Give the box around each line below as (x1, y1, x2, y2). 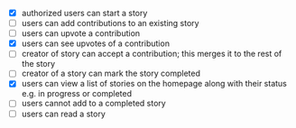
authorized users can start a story (21, 8, 148, 18)
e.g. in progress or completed (21, 88, 133, 99)
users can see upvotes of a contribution (21, 38, 171, 49)
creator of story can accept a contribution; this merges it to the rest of (21, 49, 282, 59)
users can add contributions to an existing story (21, 18, 199, 29)
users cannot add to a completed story (21, 98, 166, 109)
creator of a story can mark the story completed (21, 68, 200, 79)
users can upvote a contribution (21, 28, 141, 39)
